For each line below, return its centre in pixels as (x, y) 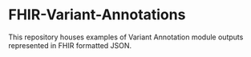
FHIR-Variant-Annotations (97, 15)
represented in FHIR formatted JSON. (70, 45)
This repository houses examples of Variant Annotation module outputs (126, 37)
